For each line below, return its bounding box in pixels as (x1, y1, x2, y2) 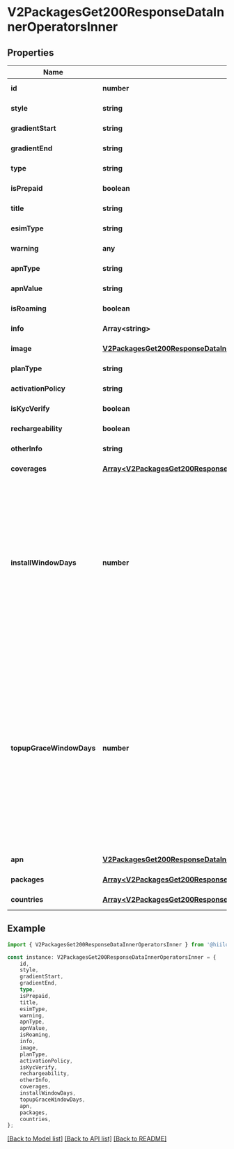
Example (7, 923, 46, 935)
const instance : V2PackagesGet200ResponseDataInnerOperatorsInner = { (7, 953, 217, 961)
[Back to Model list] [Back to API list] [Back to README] (7, 1134, 167, 1143)
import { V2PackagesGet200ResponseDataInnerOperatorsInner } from (7, 941, 204, 948)
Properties (7, 47, 54, 58)
